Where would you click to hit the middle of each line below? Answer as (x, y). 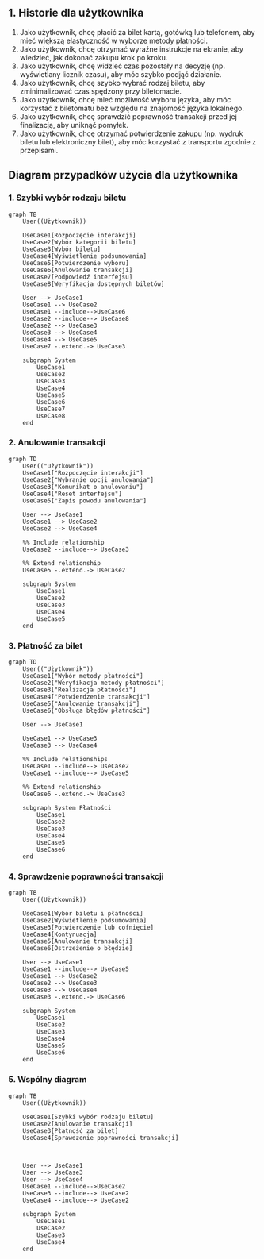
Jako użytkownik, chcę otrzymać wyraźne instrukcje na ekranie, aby (132, 49)
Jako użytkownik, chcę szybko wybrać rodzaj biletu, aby (112, 83)
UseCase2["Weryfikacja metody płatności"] (94, 683)
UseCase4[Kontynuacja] (60, 935)
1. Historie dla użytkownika (76, 13)
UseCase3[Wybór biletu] (62, 249)
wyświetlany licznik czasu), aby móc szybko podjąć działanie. (121, 74)
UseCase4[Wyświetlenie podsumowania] (85, 256)
